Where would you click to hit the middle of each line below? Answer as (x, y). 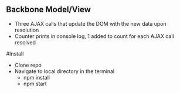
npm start (35, 84)
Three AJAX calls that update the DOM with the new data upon (91, 23)
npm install (36, 77)
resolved (25, 42)
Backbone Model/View (48, 10)
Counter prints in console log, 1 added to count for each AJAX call (94, 36)
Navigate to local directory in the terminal (64, 71)
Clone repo (28, 65)
